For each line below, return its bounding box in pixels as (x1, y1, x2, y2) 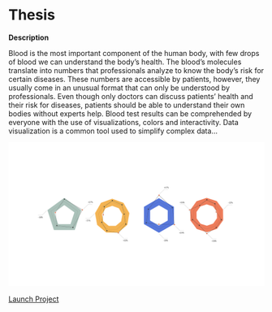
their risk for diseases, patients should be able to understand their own (8, 100, 245, 110)
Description (8, 32, 50, 42)
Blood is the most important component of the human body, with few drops (8, 48, 260, 58)
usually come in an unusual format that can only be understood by (8, 83, 230, 93)
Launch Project (8, 294, 59, 304)
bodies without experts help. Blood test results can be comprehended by (8, 108, 253, 119)
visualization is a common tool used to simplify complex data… (8, 126, 218, 136)
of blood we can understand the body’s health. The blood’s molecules (8, 57, 242, 67)
